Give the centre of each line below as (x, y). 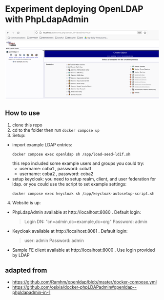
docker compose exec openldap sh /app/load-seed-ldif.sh (71, 154)
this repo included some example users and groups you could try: (78, 163)
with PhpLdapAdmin (47, 19)
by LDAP (21, 255)
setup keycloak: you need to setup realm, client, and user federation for (84, 179)
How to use (22, 113)
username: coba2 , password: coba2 (56, 174)
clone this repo (27, 125)
